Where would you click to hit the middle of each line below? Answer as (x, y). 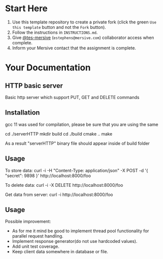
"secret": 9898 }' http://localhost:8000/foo (48, 176)
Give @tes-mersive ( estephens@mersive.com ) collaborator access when (83, 38)
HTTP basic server (34, 86)
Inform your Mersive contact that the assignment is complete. (74, 48)
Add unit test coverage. (36, 246)
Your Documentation (48, 68)
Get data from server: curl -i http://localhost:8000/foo (59, 194)
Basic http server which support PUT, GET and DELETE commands (72, 97)
